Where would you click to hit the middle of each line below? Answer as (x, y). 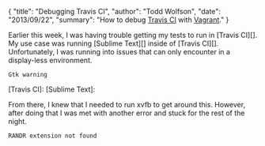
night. (18, 121)
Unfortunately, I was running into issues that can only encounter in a (119, 52)
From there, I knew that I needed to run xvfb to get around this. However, (127, 105)
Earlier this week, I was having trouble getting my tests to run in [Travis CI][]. (133, 35)
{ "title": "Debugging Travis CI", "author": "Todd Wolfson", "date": (115, 11)
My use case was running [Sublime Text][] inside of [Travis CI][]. (114, 43)
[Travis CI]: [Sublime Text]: (52, 89)
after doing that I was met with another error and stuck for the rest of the (127, 113)
